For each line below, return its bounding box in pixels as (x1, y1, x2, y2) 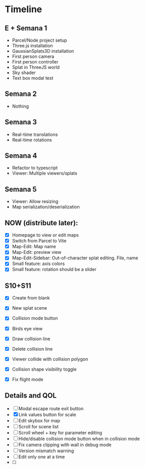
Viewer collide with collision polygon (12, 356, 88, 362)
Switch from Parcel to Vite (12, 238, 67, 244)
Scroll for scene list (18, 423, 59, 429)
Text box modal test (12, 75, 54, 81)
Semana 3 (5, 118, 37, 126)
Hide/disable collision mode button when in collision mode (18, 435, 140, 442)
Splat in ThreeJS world (12, 64, 60, 70)
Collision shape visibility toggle (12, 366, 77, 372)
